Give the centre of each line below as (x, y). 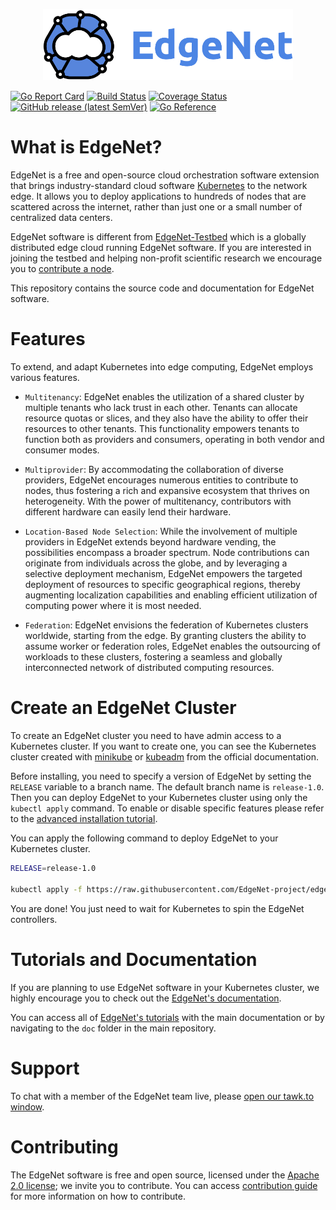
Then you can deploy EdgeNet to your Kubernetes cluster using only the (159, 798)
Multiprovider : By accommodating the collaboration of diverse (154, 470)
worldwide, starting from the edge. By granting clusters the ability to (165, 636)
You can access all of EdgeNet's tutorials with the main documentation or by (167, 1017)
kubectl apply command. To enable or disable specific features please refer (167, 808)
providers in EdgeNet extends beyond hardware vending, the (150, 542)
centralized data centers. (61, 218)
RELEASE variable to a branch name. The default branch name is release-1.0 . (167, 787)
